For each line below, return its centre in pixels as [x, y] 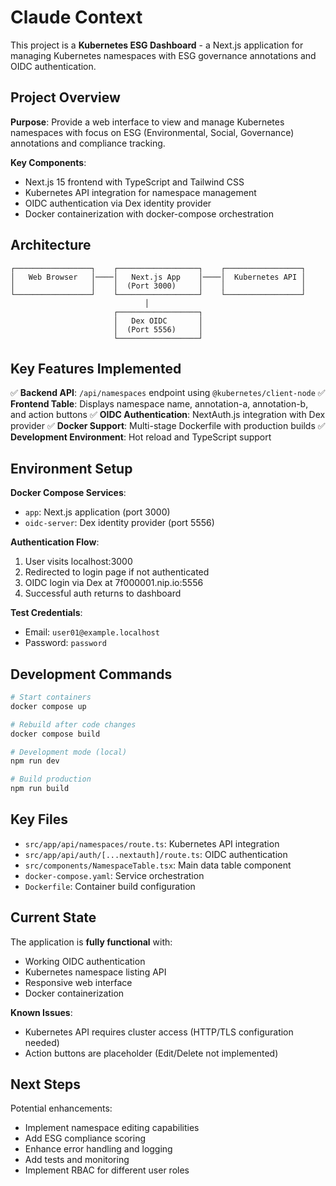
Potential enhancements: [61, 1108]
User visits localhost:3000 [78, 562]
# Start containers [51, 697]
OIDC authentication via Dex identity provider [118, 203]
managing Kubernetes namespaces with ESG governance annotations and [163, 55]
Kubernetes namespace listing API [95, 972]
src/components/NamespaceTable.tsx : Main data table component [158, 865]
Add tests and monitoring [77, 1160]
